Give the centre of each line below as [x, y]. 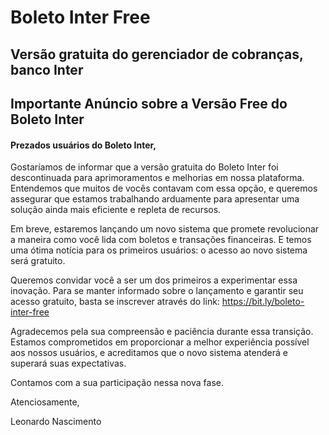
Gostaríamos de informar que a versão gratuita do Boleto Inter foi [144, 167]
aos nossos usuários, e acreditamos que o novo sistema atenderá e [149, 353]
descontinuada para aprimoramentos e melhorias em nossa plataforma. [157, 178]
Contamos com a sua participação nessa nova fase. [117, 383]
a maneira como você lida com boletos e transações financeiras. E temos [161, 240]
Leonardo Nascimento [56, 422]
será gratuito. [38, 261]
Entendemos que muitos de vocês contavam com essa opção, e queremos [164, 188]
